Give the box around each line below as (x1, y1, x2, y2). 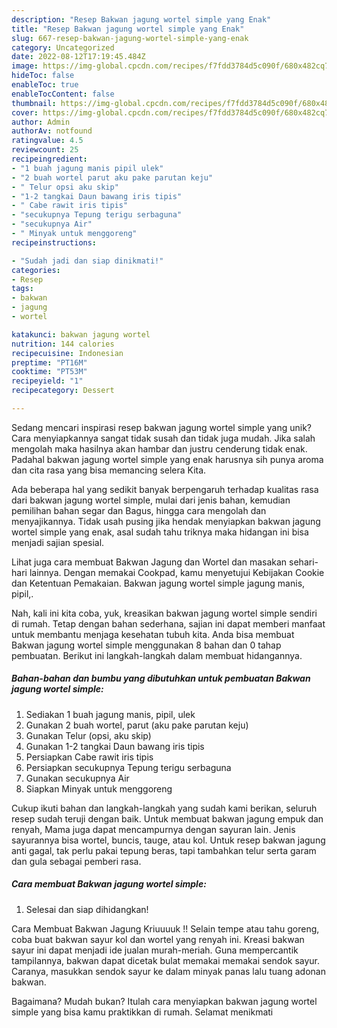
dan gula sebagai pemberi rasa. (11, 855, 142, 867)
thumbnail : (11, 98, 57, 108)
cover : (11, 107, 39, 118)
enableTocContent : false (11, 89, 115, 99)
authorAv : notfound (11, 126, 93, 136)
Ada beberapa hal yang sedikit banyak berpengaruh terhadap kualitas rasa (11, 483, 319, 495)
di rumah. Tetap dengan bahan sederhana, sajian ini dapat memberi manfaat (11, 617, 326, 630)
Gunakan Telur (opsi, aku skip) (25, 729, 152, 741)
